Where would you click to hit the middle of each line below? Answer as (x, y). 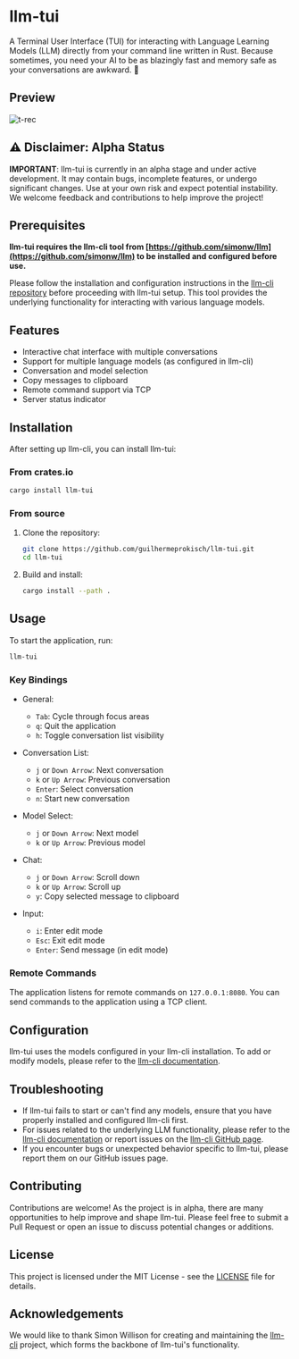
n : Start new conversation (83, 799)
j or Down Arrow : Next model (87, 834)
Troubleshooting (57, 1089)
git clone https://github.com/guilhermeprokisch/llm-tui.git (138, 549)
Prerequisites (47, 225)
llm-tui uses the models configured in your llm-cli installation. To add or (140, 1052)
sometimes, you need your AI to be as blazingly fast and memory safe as (143, 60)
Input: (33, 914)
